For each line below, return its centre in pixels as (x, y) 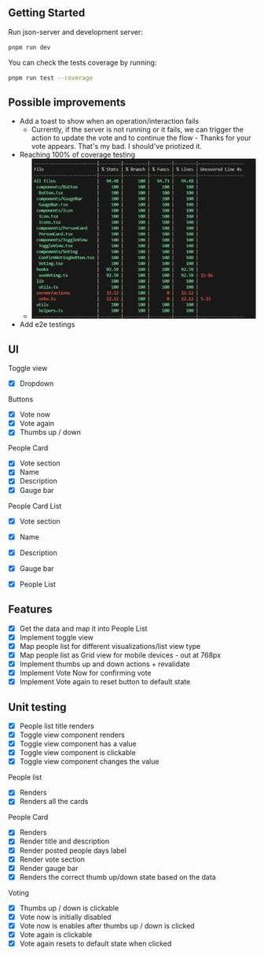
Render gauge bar (49, 868)
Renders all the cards (54, 802)
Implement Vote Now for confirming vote (85, 673)
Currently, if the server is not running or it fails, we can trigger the (137, 130)
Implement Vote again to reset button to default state (105, 682)
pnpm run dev (29, 47)
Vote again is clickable (56, 934)
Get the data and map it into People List (83, 628)
